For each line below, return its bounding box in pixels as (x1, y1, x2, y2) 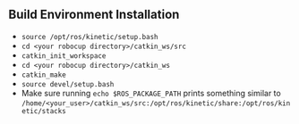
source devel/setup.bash (21, 79, 115, 88)
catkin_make (21, 70, 66, 79)
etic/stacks (21, 106, 66, 115)
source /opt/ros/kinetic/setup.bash (21, 32, 158, 41)
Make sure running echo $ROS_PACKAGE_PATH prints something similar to (21, 87, 281, 98)
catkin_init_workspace (21, 51, 107, 61)
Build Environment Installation (8, 7, 180, 22)
